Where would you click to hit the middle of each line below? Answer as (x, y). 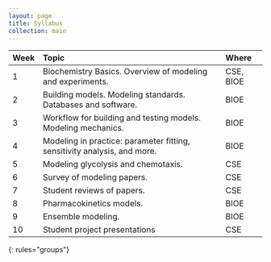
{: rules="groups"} (39, 250)
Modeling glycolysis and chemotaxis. (113, 164)
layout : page (30, 16)
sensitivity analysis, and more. (100, 152)
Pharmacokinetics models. (93, 204)
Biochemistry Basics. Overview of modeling (125, 72)
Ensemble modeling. (81, 217)
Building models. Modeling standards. (114, 95)
